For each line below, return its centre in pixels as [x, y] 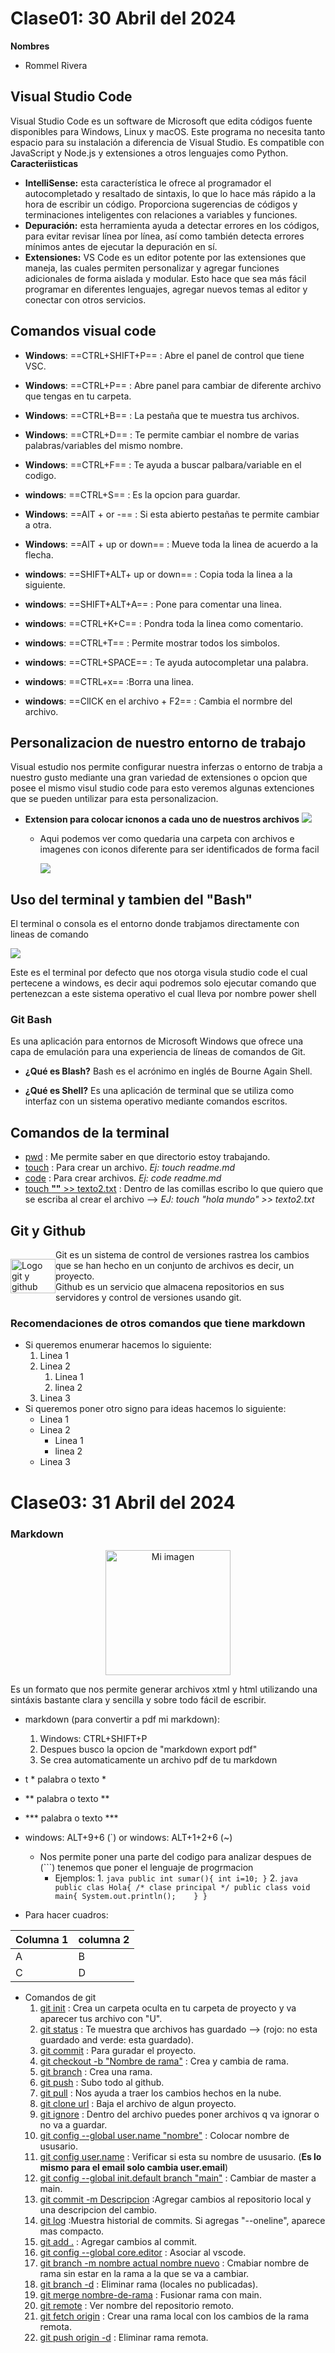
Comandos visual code [83, 331]
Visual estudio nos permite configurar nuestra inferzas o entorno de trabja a [166, 767]
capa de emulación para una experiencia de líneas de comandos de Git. [158, 1052]
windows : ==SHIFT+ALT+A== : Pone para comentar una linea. [153, 604]
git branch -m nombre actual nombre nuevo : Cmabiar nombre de [174, 2263]
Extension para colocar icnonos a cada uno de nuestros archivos [162, 819]
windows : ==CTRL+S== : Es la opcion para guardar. [132, 494]
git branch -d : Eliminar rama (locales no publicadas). [149, 2284]
